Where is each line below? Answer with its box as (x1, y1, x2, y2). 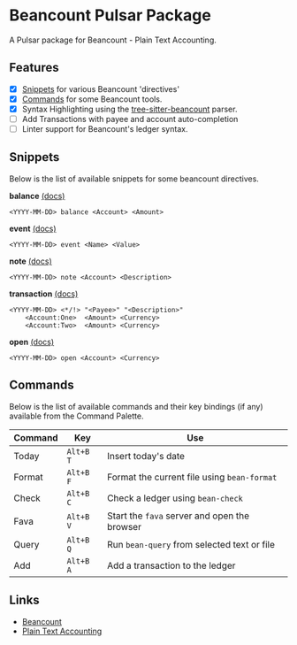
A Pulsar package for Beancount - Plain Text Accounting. (9, 35, 217, 45)
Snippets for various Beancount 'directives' (21, 83, 179, 94)
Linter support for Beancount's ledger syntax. (21, 124, 188, 134)
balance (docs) (9, 190, 65, 201)
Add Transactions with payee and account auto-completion (21, 113, 239, 124)
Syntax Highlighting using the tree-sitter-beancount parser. (21, 104, 238, 114)
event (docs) (9, 223, 57, 234)
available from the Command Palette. (9, 411, 144, 421)
